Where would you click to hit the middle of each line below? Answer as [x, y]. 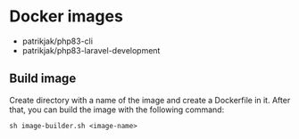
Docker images [66, 16]
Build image [43, 79]
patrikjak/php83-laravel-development [91, 50]
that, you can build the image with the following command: [117, 110]
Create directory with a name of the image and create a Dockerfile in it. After [150, 100]
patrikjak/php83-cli [58, 41]
